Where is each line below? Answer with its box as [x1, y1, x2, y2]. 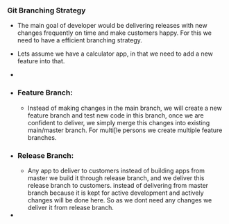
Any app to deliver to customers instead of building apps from [27, 166, 205, 175]
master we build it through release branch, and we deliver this [27, 173, 205, 182]
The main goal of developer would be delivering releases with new [17, 22, 207, 30]
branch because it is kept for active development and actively [27, 189, 204, 197]
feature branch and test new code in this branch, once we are [27, 111, 205, 120]
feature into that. [17, 57, 65, 65]
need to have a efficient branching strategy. [17, 36, 142, 45]
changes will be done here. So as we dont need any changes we [27, 195, 212, 204]
